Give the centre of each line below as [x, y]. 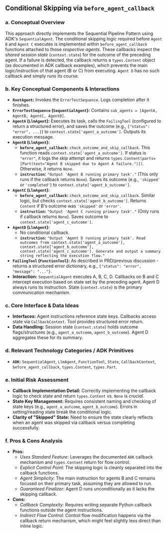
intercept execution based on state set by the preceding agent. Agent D [86, 281]
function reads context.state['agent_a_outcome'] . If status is [83, 152]
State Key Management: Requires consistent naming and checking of [84, 401]
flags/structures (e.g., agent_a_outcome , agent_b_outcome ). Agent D [80, 332]
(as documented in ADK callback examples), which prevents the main [77, 65]
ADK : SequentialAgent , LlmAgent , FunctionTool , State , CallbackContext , [84, 361]
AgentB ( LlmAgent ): [31, 142]
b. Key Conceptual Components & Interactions [62, 88]
